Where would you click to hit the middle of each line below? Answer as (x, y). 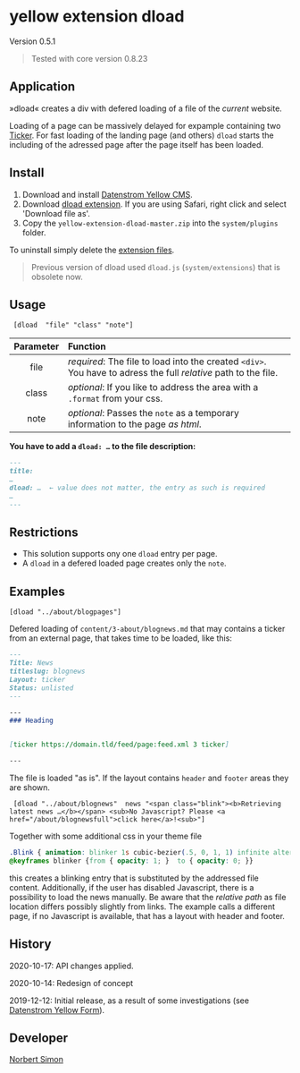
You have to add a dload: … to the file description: (103, 447)
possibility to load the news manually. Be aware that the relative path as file (148, 897)
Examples (37, 591)
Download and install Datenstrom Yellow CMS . (108, 194)
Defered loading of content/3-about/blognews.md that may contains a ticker (147, 629)
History (30, 945)
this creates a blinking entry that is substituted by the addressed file (134, 878)
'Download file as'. (56, 213)
